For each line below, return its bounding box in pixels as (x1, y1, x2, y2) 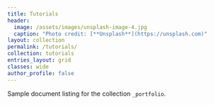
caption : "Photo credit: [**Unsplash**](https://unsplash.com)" (13, 30, 208, 38)
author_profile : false (7, 70, 74, 77)
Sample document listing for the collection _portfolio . (7, 89, 167, 98)
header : (7, 17, 30, 24)
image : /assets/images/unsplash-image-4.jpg (13, 23, 147, 31)
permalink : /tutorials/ (7, 43, 78, 50)
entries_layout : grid (7, 57, 72, 64)
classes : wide (7, 63, 50, 70)
